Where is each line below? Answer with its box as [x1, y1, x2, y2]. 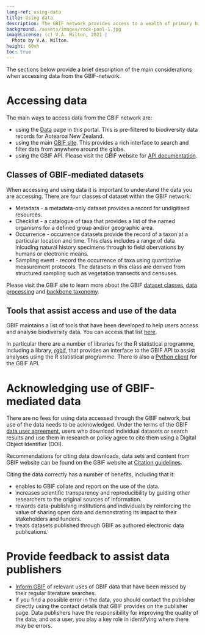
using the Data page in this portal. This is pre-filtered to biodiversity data [15, 126, 198, 133]
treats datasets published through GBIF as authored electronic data [15, 522, 184, 529]
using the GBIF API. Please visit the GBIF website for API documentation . [15, 151, 198, 159]
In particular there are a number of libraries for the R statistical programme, [6, 340, 195, 348]
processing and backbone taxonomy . [6, 287, 99, 295]
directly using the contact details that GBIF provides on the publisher [15, 603, 188, 610]
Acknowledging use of [6, 381, 123, 395]
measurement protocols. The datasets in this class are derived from [15, 263, 185, 270]
